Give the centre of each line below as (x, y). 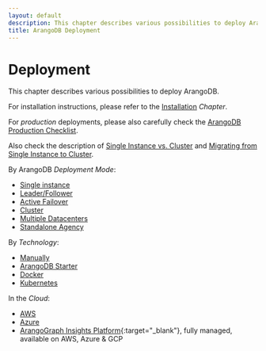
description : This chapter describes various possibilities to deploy (127, 23)
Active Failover (44, 202)
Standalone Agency (52, 227)
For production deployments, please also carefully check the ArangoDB (125, 122)
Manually (34, 258)
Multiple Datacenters (54, 219)
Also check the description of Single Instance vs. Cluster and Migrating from (133, 146)
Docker (32, 275)
